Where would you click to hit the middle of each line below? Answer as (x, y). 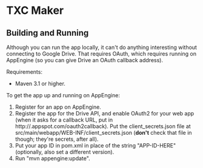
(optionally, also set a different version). (65, 152)
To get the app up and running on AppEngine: (63, 95)
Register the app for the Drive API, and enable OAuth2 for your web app (105, 113)
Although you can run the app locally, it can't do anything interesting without (101, 47)
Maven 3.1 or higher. (40, 83)
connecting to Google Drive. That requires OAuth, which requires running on (101, 54)
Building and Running (48, 33)
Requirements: (24, 72)
